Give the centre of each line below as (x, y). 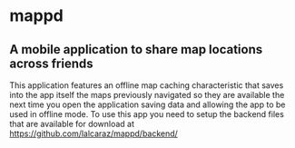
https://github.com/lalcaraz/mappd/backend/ (94, 133)
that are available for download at (72, 124)
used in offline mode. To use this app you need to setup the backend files (147, 114)
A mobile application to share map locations (136, 49)
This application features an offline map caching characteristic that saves (147, 85)
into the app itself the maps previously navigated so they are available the (147, 95)
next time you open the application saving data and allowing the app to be (147, 104)
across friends (51, 63)
